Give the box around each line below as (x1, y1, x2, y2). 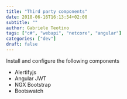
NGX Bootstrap (14, 81, 52, 88)
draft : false (6, 42, 38, 47)
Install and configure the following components (6, 57, 120, 64)
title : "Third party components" (6, 8, 88, 15)
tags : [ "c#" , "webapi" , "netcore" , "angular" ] (6, 30, 122, 36)
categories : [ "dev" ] (6, 36, 57, 42)
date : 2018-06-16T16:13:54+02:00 (6, 14, 88, 20)
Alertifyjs (14, 69, 37, 76)
